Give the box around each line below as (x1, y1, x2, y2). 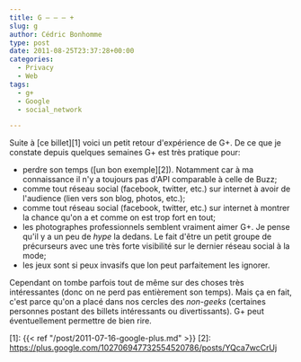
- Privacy (17, 64, 54, 73)
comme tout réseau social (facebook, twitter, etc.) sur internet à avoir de (22, 183, 291, 194)
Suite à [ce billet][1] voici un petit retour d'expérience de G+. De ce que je (9, 137, 281, 148)
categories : (9, 55, 54, 64)
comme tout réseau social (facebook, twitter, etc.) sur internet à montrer (22, 203, 290, 214)
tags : (9, 80, 30, 89)
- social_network (17, 105, 83, 114)
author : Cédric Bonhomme (9, 30, 102, 39)
